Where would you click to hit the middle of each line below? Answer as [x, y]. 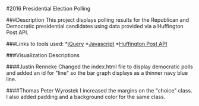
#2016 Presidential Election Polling [48, 9]
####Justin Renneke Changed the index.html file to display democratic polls [99, 67]
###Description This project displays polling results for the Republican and [98, 20]
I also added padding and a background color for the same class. [86, 97]
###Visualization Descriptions [43, 55]
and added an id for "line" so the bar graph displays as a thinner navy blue [97, 73]
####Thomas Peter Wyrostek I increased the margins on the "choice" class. [99, 90]
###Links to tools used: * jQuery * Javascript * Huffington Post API [87, 44]
